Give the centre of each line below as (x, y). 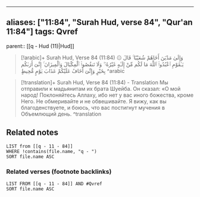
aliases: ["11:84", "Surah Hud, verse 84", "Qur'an (99, 22)
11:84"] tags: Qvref (42, 32)
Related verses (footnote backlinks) (59, 171)
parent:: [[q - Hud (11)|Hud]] (40, 46)
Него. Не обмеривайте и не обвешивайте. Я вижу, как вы (93, 101)
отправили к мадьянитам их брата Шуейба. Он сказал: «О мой (101, 88)
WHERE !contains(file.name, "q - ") (51, 151)
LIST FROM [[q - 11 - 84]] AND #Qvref (54, 184)
